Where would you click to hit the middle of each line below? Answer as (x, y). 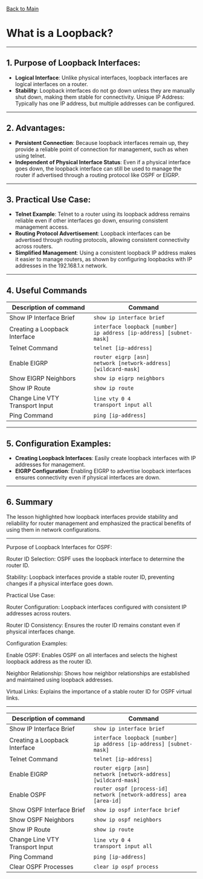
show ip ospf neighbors (127, 820)
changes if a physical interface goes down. (60, 583)
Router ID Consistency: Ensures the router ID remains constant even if (93, 625)
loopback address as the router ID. (49, 661)
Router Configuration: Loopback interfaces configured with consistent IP (97, 607)
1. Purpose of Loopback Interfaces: (73, 63)
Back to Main (23, 9)
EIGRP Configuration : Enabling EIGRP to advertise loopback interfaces (103, 471)
